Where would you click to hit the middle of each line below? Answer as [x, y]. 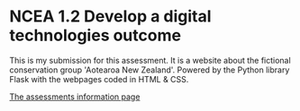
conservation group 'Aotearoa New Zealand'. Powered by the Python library [150, 70]
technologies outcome [95, 35]
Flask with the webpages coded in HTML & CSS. [99, 79]
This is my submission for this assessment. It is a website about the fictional [150, 60]
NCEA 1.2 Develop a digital [110, 17]
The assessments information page [75, 97]
